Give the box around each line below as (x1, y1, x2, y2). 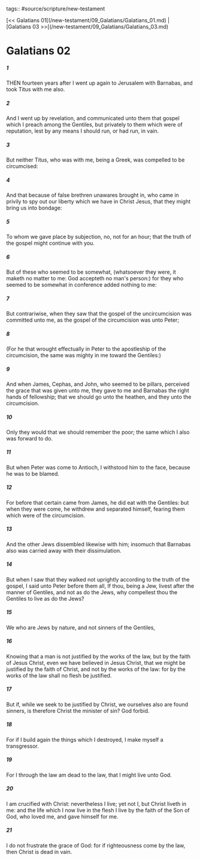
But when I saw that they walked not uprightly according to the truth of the (6, 576, 190, 583)
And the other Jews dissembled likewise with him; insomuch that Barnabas (6, 540, 191, 548)
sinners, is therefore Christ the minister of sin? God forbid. (6, 707, 150, 714)
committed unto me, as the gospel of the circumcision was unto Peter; (6, 316, 180, 323)
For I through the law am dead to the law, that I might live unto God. (6, 771, 172, 778)
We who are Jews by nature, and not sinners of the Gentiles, (6, 624, 156, 631)
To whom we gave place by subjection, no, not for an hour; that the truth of (6, 233, 192, 241)
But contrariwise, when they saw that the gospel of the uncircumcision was (6, 310, 192, 317)
